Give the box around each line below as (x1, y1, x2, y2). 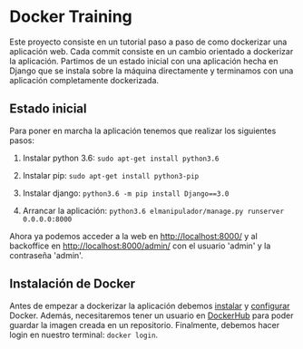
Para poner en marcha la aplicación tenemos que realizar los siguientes (9, 125, 277, 136)
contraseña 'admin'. (9, 249, 83, 260)
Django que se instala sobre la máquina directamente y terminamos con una (9, 65, 294, 76)
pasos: (9, 134, 34, 146)
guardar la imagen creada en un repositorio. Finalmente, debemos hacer (9, 319, 279, 330)
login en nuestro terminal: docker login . (9, 329, 159, 340)
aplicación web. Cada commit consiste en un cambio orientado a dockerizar (9, 45, 294, 56)
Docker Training (9, 6, 133, 27)
